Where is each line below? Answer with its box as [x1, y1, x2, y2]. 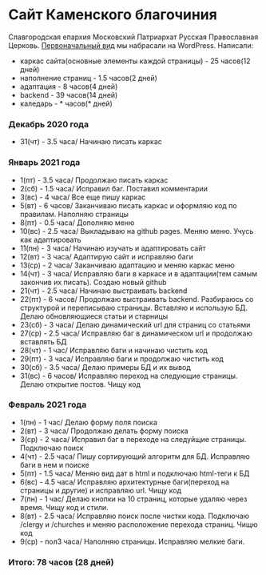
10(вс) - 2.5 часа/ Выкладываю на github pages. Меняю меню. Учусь [19, 226, 254, 235]
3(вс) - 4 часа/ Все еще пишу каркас [19, 192, 146, 202]
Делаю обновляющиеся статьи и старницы [19, 311, 169, 321]
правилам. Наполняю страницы [19, 209, 129, 219]
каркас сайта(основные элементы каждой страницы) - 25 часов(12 [19, 56, 251, 66]
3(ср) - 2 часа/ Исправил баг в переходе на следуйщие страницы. [19, 434, 247, 444]
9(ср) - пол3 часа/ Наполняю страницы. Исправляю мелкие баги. [19, 537, 245, 546]
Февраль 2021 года [8, 399, 87, 410]
